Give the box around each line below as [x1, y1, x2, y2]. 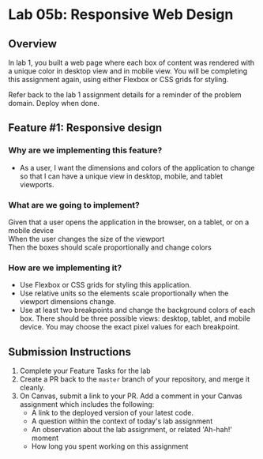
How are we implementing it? [8, 262, 122, 273]
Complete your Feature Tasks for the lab [19, 366, 152, 376]
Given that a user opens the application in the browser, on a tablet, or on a [8, 217, 250, 227]
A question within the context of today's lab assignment [31, 416, 213, 426]
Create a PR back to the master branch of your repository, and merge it [19, 374, 250, 384]
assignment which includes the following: [19, 400, 155, 409]
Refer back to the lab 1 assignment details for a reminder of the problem [8, 90, 242, 100]
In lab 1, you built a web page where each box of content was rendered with [8, 58, 255, 67]
